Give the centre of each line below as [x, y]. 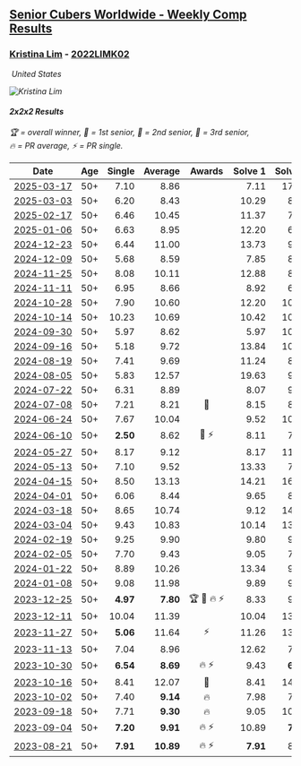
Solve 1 [249, 171]
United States [36, 73]
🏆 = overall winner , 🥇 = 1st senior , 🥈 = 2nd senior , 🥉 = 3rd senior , [129, 132]
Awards [206, 171]
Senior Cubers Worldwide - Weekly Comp [128, 15]
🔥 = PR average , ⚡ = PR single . [66, 145]
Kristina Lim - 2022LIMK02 [69, 55]
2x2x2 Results [37, 112]
